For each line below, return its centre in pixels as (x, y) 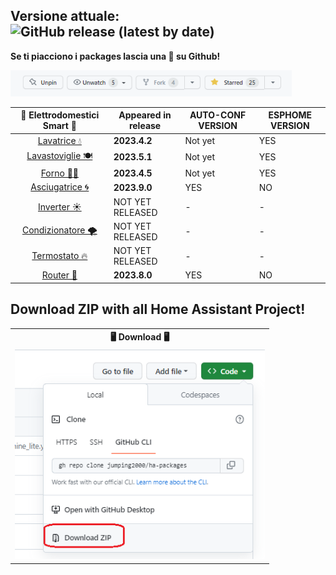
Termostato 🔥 (59, 256)
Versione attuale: (65, 16)
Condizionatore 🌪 (59, 230)
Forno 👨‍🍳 (60, 173)
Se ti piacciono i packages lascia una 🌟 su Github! (115, 56)
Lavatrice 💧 (59, 140)
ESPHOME (290, 115)
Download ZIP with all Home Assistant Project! (158, 309)
